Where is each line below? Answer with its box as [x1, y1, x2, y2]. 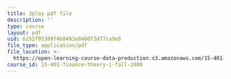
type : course [7, 23, 45, 30]
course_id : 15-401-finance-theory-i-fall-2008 [7, 61, 143, 68]
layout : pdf [7, 29, 41, 36]
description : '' [7, 16, 54, 23]
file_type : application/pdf [7, 42, 88, 49]
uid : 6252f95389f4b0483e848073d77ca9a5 [7, 36, 122, 43]
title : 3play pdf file [7, 10, 72, 17]
